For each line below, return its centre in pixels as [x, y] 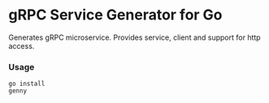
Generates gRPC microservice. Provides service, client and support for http [135, 37]
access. [22, 45]
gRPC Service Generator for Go [115, 15]
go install [27, 84]
